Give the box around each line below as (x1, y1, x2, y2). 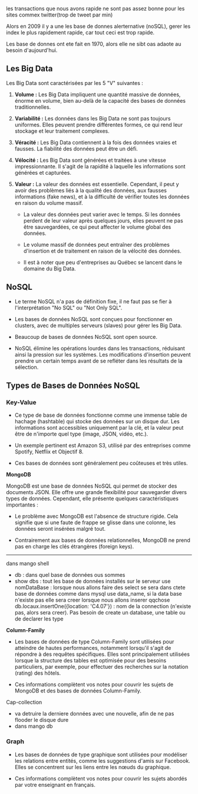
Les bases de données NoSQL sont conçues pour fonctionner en (14, 315, 173, 322)
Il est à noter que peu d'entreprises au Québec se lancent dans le (23, 259, 183, 266)
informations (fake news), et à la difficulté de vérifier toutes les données (14, 193, 190, 200)
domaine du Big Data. (23, 265, 76, 272)
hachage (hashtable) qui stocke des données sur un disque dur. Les (14, 418, 180, 425)
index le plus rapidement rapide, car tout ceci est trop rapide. (6, 29, 155, 36)
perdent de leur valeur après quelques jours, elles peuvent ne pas (23, 217, 184, 224)
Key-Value (6, 398, 37, 406)
